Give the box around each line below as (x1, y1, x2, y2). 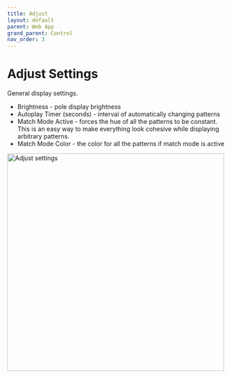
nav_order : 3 (7, 36, 45, 43)
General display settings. (7, 89, 78, 97)
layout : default (7, 17, 54, 24)
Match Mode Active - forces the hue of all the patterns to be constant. (17, 118, 218, 126)
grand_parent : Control (7, 29, 73, 37)
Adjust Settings (7, 66, 99, 82)
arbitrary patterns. (17, 132, 70, 141)
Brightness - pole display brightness (17, 102, 121, 111)
